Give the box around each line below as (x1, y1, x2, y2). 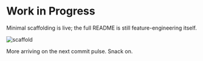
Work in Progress (6, 4, 95, 18)
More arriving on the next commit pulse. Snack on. (6, 47, 133, 55)
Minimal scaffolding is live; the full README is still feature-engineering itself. (6, 24, 198, 31)
